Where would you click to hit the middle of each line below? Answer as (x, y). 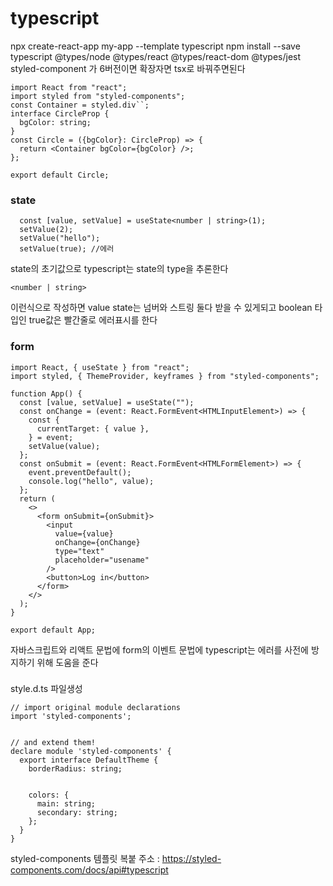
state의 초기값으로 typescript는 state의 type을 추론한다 (119, 269)
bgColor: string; (55, 122)
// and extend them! (53, 743)
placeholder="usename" (102, 560)
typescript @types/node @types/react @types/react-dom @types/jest (156, 56)
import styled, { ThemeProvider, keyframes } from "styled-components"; (165, 376)
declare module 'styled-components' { (91, 752)
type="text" (79, 551)
